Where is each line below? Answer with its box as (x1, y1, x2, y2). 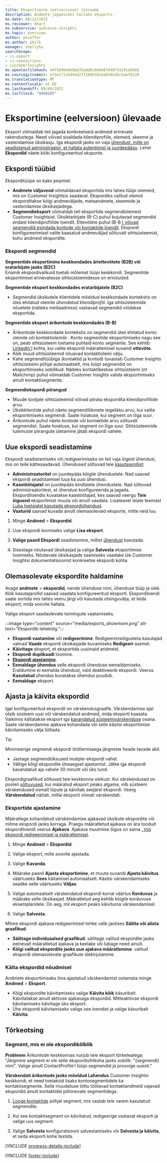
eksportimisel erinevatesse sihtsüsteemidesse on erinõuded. (5, 275, 130, 281)
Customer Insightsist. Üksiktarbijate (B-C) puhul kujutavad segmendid (12, 214, 156, 220)
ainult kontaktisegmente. (12, 377, 63, 383)
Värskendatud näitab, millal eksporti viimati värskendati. (5, 792, 121, 798)
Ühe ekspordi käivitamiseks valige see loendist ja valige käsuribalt (12, 1006, 149, 1012)
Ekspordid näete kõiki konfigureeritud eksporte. (5, 150, 104, 156)
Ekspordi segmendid (5, 248, 56, 255)
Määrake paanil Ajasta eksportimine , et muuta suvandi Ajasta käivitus (12, 871, 159, 876)
